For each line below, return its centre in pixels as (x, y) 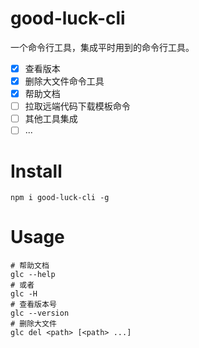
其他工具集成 (51, 119)
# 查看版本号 (33, 305)
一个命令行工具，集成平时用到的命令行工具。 (102, 47)
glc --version (40, 313)
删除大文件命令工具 (64, 81)
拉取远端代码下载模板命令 (77, 106)
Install (36, 171)
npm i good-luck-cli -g (60, 198)
